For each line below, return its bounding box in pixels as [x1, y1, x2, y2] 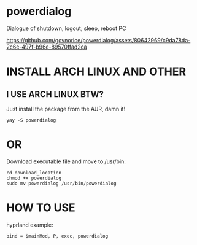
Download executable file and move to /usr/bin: [6, 158, 126, 165]
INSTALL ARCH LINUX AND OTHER [6, 64, 186, 79]
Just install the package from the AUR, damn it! [6, 105, 126, 112]
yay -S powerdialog [6, 117, 56, 123]
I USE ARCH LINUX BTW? [6, 89, 104, 99]
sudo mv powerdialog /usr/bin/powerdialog [6, 180, 117, 187]
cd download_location [6, 169, 62, 176]
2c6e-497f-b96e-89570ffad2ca [6, 43, 87, 50]
